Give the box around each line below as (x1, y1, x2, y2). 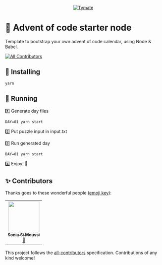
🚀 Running (5, 94, 38, 103)
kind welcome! (5, 255, 35, 261)
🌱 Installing (5, 67, 41, 76)
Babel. (5, 44, 18, 50)
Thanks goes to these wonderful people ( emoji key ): (5, 190, 112, 196)
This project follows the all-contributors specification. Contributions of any (5, 250, 158, 256)
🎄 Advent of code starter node (5, 22, 132, 33)
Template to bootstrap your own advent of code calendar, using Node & (5, 38, 151, 44)
